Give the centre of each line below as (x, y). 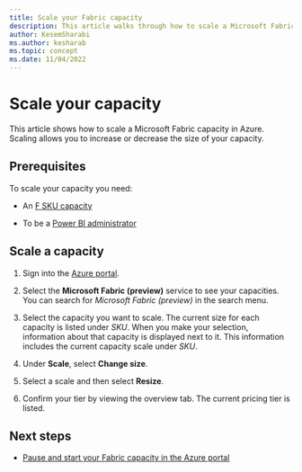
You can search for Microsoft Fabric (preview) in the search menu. (145, 300)
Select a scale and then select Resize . (93, 381)
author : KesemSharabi (50, 34)
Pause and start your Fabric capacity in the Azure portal (126, 458)
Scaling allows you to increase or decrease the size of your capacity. (137, 138)
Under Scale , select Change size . (85, 363)
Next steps (40, 436)
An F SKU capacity (57, 205)
